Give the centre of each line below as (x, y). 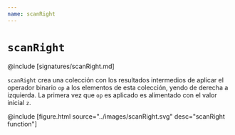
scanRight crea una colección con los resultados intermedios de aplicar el (116, 80)
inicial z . (19, 102)
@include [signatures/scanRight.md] (61, 66)
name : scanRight (31, 14)
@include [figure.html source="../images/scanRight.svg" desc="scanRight (116, 116)
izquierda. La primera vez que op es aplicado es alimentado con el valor (112, 95)
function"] (22, 124)
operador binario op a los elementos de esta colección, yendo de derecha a (118, 87)
